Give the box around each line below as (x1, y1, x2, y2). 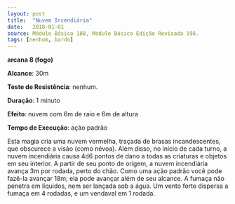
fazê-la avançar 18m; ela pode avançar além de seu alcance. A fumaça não (7, 175, 224, 183)
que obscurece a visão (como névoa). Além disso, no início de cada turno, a (7, 144, 227, 153)
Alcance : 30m (7, 69, 49, 78)
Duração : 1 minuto (7, 96, 61, 105)
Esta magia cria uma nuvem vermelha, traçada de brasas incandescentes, (7, 137, 221, 146)
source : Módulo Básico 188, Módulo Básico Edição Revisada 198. (7, 29, 199, 37)
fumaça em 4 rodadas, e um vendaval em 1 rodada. (7, 189, 156, 198)
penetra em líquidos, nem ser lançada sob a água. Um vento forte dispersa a (7, 182, 229, 190)
